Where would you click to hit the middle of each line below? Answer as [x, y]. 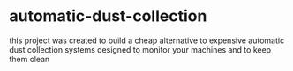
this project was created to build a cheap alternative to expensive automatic [147, 40]
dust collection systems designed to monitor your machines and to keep [140, 49]
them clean [30, 59]
